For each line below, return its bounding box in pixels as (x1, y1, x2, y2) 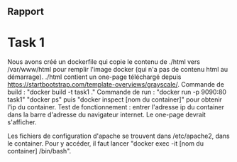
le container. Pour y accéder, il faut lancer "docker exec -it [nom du (7, 139, 204, 148)
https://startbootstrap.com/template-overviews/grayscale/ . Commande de (7, 80, 225, 89)
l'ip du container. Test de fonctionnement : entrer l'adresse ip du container (7, 103, 225, 112)
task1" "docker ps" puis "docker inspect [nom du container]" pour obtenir (7, 95, 222, 104)
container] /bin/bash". (7, 147, 72, 156)
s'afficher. (7, 118, 37, 126)
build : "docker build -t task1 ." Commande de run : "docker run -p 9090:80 (7, 88, 227, 97)
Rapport (7, 6, 44, 18)
